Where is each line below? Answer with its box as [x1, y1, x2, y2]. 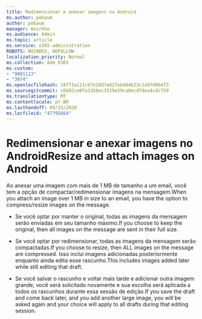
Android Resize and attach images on [6, 149, 195, 163]
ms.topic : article [6, 37, 53, 43]
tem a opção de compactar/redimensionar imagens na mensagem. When [6, 188, 186, 196]
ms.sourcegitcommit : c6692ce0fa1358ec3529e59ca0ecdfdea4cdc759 [6, 88, 169, 94]
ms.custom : [6, 65, 34, 71]
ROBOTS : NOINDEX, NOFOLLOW [6, 48, 74, 54]
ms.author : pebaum [6, 15, 53, 21]
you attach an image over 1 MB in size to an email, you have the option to [6, 195, 188, 202]
